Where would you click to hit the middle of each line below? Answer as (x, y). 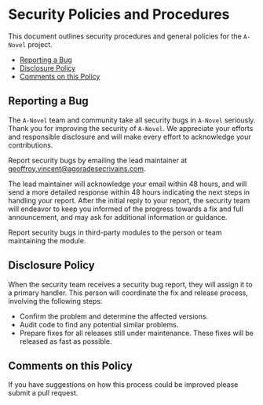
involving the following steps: (55, 301)
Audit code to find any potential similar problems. (99, 324)
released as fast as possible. (66, 341)
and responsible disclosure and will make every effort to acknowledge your (130, 137)
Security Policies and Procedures (119, 15)
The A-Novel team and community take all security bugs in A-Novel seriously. (132, 120)
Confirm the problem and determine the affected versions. (114, 316)
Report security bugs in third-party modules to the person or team (115, 232)
